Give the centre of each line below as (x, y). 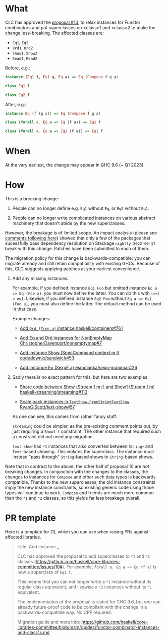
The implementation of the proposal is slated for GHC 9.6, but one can (89, 602)
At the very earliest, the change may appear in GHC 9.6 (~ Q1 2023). (75, 165)
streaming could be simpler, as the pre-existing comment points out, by (85, 426)
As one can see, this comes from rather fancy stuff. (65, 416)
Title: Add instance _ (38, 547)
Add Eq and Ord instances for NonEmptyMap (66, 338)
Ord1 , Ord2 (23, 48)
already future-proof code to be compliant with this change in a (82, 607)
